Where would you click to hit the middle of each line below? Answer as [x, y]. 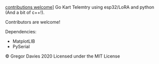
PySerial [21, 46]
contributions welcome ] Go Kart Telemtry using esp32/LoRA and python [80, 7]
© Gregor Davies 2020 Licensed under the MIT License [63, 56]
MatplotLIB [24, 41]
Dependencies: [21, 32]
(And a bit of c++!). [25, 12]
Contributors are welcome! [33, 22]
